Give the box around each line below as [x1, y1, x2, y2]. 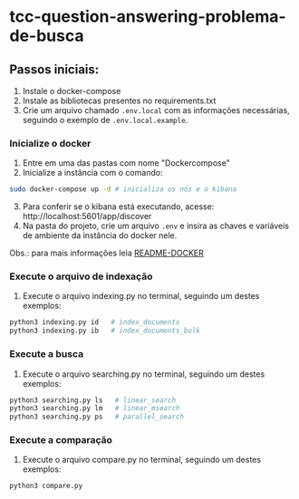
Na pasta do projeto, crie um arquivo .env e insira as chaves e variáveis [22, 220, 290, 232]
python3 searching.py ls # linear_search [9, 396, 177, 405]
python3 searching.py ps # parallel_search [9, 412, 184, 422]
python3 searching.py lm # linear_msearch [9, 404, 180, 413]
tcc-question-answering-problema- [9, 6, 287, 27]
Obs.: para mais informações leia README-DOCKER [9, 247, 204, 259]
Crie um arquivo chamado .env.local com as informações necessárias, [22, 105, 290, 115]
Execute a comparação [9, 434, 113, 446]
